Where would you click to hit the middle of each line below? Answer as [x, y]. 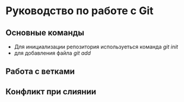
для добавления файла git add [53, 53]
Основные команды [45, 33]
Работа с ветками [40, 72]
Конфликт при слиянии [51, 92]
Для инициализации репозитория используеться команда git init [96, 47]
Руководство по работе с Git [80, 11]
